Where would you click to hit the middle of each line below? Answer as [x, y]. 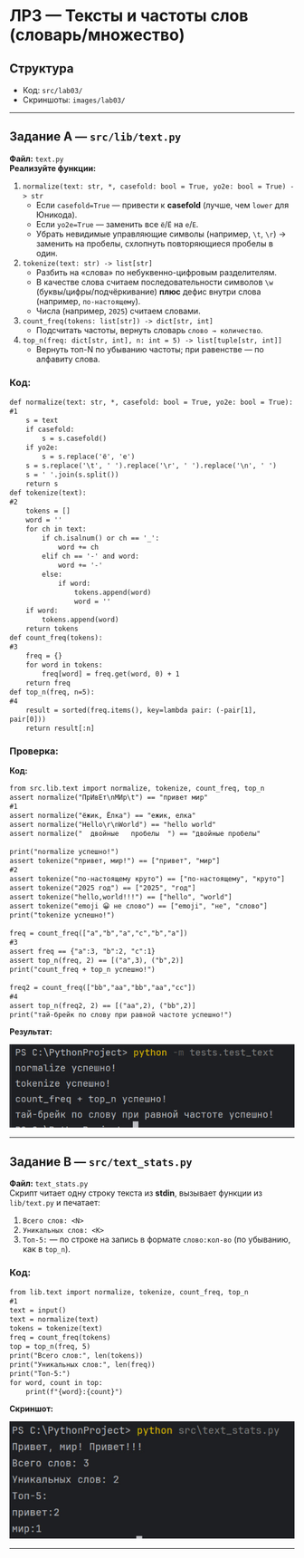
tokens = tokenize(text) [56, 1329]
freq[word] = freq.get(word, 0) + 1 [111, 674]
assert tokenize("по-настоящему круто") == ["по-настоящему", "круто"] [147, 880]
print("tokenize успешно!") [62, 916]
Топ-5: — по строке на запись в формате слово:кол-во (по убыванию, [157, 1239]
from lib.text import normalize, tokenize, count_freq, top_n [129, 1293]
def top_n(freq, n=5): [52, 692]
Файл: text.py [37, 159]
